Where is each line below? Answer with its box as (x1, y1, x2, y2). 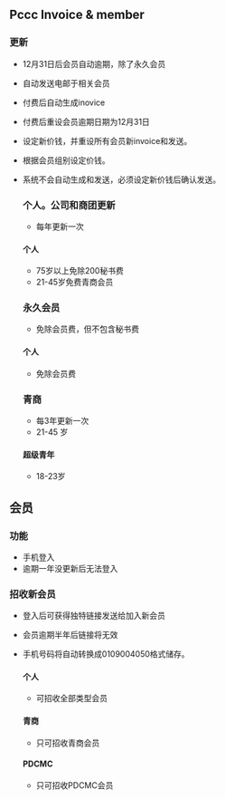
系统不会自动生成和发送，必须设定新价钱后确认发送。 (22, 174, 221, 185)
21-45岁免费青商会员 (35, 276, 114, 288)
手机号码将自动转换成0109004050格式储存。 (22, 649, 190, 659)
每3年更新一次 (35, 415, 89, 426)
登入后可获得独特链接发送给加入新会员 (22, 611, 165, 621)
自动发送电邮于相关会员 (22, 77, 110, 89)
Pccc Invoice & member (9, 7, 145, 23)
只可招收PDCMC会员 (35, 779, 114, 791)
